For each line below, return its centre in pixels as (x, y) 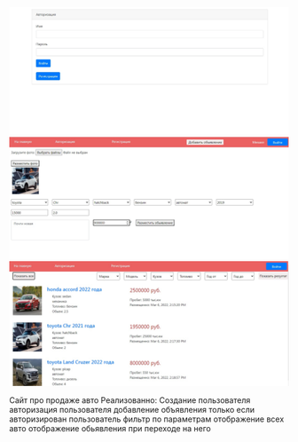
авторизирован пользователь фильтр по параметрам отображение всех (147, 419)
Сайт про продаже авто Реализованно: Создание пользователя (130, 400)
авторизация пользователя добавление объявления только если (132, 409)
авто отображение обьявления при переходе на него (110, 428)
